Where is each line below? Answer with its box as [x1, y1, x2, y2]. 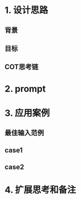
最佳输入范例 [4, 129, 44, 137]
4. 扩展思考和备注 [4, 185, 77, 196]
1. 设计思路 [4, 4, 48, 16]
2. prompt [4, 83, 46, 95]
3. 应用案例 [4, 107, 50, 118]
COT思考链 [4, 63, 39, 71]
